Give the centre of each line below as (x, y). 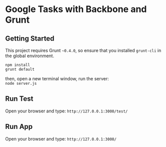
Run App (19, 127)
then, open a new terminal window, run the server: (57, 79)
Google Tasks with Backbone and (76, 9)
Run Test (19, 99)
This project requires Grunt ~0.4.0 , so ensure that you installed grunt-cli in (83, 50)
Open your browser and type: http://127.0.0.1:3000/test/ (66, 111)
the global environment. (30, 56)
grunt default (20, 69)
